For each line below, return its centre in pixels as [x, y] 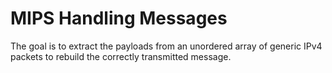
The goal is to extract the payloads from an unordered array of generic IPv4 [166, 46]
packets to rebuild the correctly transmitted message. [121, 56]
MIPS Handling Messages [119, 18]
